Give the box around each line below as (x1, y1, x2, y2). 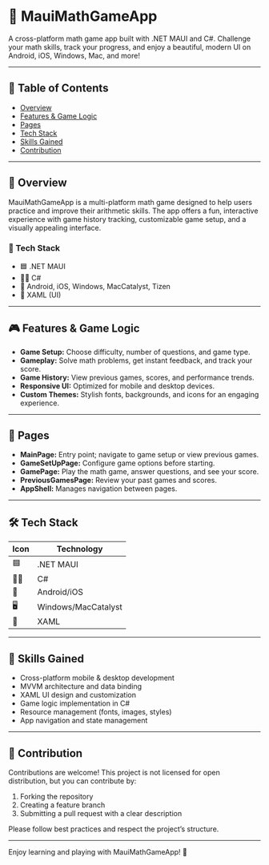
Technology (56, 544, 103, 555)
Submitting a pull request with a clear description (19, 808, 183, 818)
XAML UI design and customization (19, 690, 136, 700)
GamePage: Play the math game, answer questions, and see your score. (19, 467, 259, 477)
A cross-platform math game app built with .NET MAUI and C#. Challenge (8, 34, 251, 43)
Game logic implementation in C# (19, 698, 130, 708)
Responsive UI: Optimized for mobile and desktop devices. (19, 380, 215, 391)
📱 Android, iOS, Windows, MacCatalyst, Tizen (19, 281, 171, 291)
